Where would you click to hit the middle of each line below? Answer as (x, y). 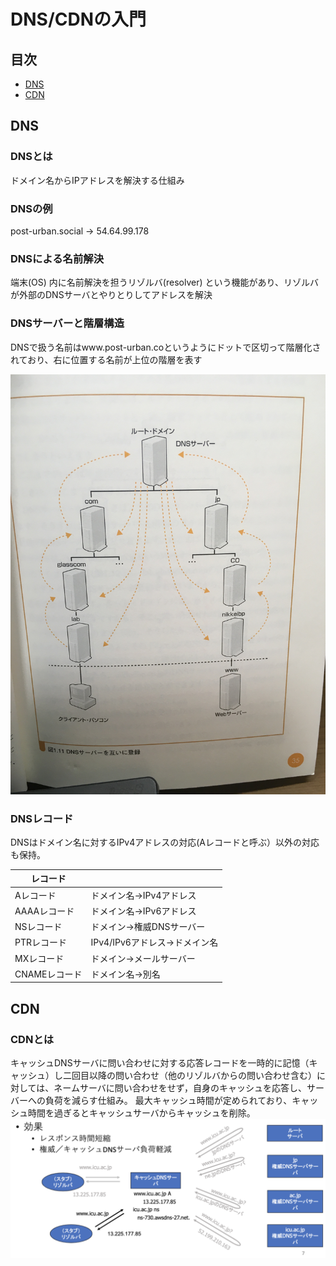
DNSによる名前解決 (57, 258)
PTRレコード (40, 942)
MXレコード (39, 958)
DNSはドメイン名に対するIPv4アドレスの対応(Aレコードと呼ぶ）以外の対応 (165, 842)
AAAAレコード (44, 911)
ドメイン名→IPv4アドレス (143, 895)
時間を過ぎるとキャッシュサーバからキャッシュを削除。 (141, 1113)
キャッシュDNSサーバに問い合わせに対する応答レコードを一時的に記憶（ (160, 1063)
